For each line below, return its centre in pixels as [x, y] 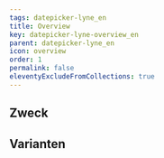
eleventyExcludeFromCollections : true [82, 77]
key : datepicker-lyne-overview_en [74, 34]
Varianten [37, 144]
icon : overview [38, 51]
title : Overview [40, 26]
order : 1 [26, 60]
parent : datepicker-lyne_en [62, 43]
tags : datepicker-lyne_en [58, 18]
